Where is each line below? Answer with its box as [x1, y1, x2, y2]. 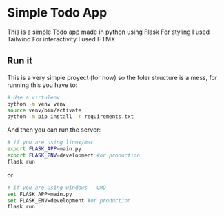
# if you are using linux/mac [7, 139, 94, 146]
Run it [7, 55, 33, 67]
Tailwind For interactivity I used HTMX [7, 35, 116, 43]
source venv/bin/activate [7, 107, 81, 114]
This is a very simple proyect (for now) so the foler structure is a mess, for [7, 73, 218, 81]
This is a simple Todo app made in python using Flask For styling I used [7, 28, 210, 36]
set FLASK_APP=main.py [7, 190, 72, 197]
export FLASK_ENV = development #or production [7, 152, 140, 159]
